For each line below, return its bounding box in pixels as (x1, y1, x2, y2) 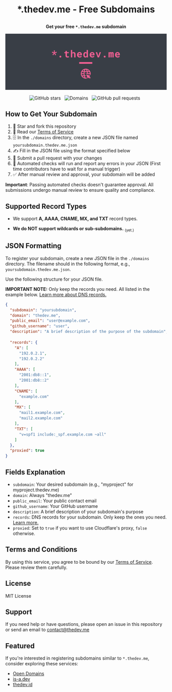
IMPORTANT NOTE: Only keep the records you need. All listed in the (5, 286, 150, 292)
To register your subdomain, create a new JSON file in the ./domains (5, 255, 149, 261)
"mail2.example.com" (18, 416, 63, 421)
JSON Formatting (5, 242, 62, 250)
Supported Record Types (5, 202, 87, 211)
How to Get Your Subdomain (5, 109, 97, 118)
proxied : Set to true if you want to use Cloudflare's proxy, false (12, 525, 147, 531)
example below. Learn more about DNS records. (5, 291, 106, 298)
